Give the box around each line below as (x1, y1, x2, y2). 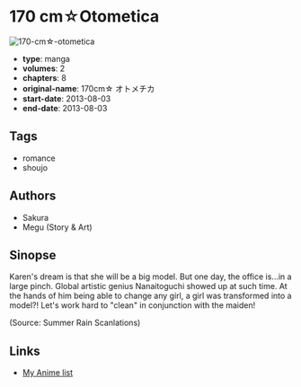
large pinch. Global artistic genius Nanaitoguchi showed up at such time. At (9, 281, 288, 292)
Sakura (22, 212, 49, 223)
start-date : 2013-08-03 (22, 92, 111, 104)
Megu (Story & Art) (22, 222, 93, 233)
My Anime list (22, 367, 74, 378)
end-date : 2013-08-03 (22, 102, 108, 113)
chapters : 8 (22, 72, 67, 83)
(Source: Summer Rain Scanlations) (9, 317, 141, 329)
